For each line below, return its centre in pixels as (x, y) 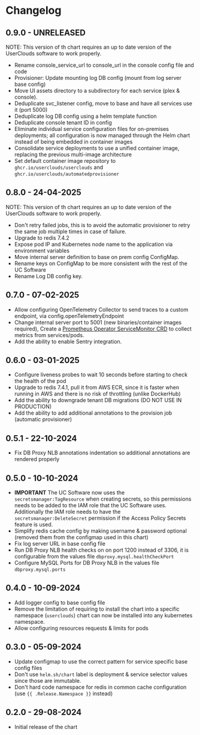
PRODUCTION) (33, 407)
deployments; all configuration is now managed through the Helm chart (102, 135)
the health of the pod (40, 381)
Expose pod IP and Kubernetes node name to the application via (93, 244)
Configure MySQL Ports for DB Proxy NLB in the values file (87, 563)
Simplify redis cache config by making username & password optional (100, 531)
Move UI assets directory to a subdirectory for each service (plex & (97, 90)
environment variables (42, 251)
